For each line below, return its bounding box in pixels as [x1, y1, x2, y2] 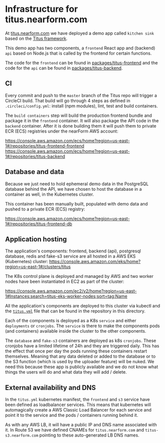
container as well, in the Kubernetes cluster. [5, 191, 94, 197]
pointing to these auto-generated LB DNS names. [39, 432, 139, 438]
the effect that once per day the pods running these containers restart [5, 348, 147, 354]
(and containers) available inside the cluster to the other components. [5, 328, 146, 334]
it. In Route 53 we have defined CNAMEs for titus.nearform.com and [5, 427, 144, 433]
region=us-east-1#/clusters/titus [5, 264, 71, 270]
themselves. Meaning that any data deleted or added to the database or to [5, 353, 156, 359]
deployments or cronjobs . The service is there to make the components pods [5, 323, 160, 329]
